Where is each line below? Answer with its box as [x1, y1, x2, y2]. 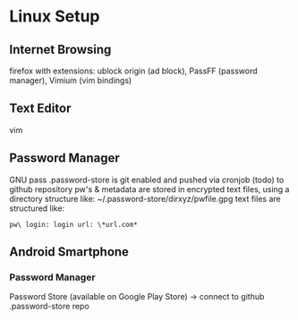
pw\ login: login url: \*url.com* [9, 220, 139, 229]
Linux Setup [9, 6, 100, 27]
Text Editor [9, 101, 72, 116]
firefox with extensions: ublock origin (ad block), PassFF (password [9, 65, 258, 76]
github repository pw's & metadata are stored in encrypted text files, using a [9, 183, 290, 194]
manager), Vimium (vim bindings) [9, 75, 132, 86]
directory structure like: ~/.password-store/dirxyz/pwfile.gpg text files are [9, 193, 281, 204]
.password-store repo [9, 301, 89, 312]
